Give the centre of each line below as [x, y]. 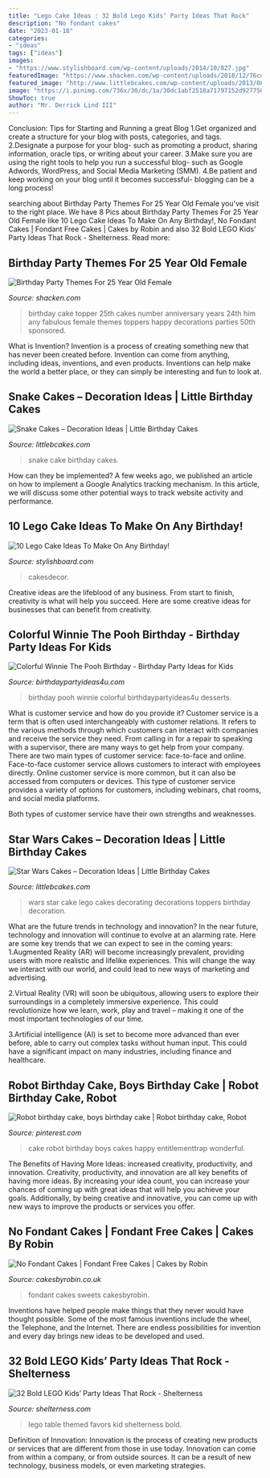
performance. [31, 501]
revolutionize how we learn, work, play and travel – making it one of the [126, 1011]
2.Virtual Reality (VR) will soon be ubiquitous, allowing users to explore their [134, 994]
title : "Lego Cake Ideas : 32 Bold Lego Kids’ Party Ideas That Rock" [129, 16]
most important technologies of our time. [76, 1019]
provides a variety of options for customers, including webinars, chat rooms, [135, 790]
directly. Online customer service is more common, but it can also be [122, 773]
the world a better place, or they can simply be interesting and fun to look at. [135, 371]
